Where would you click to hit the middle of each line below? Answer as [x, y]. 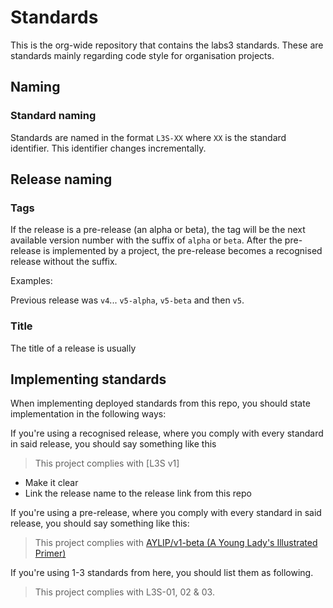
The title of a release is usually [73, 348]
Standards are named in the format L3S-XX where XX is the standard [148, 137]
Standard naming [53, 116]
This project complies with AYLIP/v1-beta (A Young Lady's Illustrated [176, 543]
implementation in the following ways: [88, 414]
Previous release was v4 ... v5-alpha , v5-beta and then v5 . [127, 300]
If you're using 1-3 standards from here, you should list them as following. [162, 573]
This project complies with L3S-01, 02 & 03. [124, 592]
